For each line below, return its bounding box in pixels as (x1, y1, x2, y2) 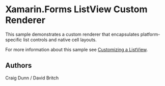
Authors (5, 61, 32, 70)
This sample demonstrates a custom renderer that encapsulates (5, 31, 140, 37)
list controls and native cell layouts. (23, 37, 97, 43)
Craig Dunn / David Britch (5, 75, 59, 81)
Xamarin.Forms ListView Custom (5, 4, 148, 15)
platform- (140, 31, 160, 37)
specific (5, 37, 22, 43)
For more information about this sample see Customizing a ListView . (5, 46, 148, 52)
